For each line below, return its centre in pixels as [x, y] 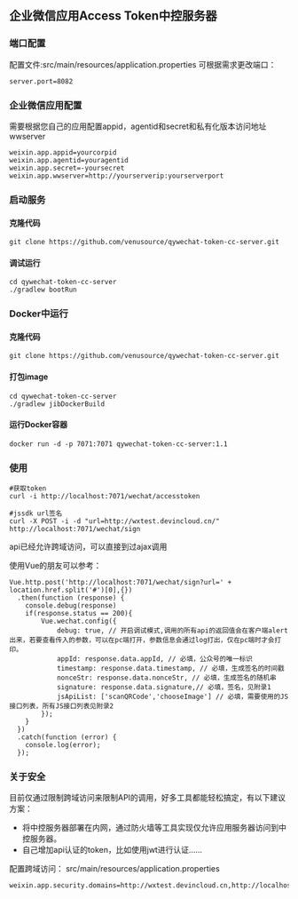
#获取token [28, 489]
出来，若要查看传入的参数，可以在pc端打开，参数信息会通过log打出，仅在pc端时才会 [142, 640]
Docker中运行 [39, 314]
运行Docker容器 [39, 425]
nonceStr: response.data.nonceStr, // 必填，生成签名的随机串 [166, 678]
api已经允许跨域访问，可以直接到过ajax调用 [88, 547]
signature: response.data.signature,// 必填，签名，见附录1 [164, 688]
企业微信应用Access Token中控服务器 [113, 16]
